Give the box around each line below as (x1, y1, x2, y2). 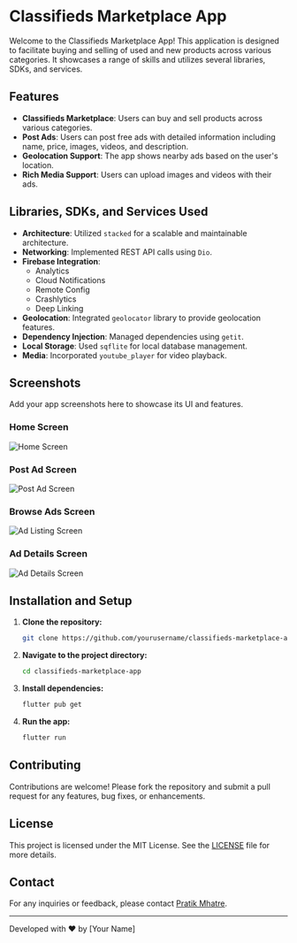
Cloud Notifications (34, 274, 106, 285)
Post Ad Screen (9, 463, 77, 475)
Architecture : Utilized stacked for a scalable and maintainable (21, 227, 247, 238)
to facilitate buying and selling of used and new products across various (9, 44, 272, 55)
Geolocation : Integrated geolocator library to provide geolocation (21, 312, 262, 323)
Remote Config (34, 284, 90, 295)
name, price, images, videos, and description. (21, 141, 189, 151)
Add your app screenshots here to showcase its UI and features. (9, 399, 244, 410)
